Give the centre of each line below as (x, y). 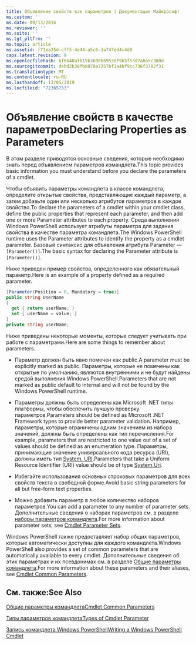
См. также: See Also (44, 592)
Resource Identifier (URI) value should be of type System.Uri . (88, 464)
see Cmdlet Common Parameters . (47, 574)
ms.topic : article (28, 45)
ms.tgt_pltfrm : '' (28, 39)
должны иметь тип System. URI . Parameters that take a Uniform (92, 459)
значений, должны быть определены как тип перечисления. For (94, 433)
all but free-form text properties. (54, 489)
